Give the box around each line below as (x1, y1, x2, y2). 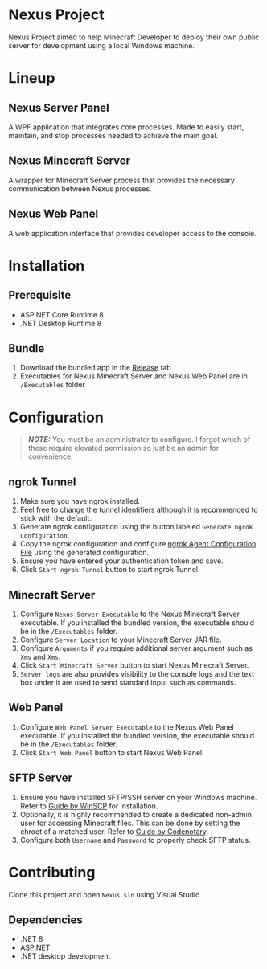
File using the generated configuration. (19, 548, 150, 558)
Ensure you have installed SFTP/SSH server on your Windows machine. (19, 792, 257, 802)
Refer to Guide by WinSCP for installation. (19, 801, 158, 811)
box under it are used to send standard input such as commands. (19, 677, 236, 687)
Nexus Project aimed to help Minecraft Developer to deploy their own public (8, 32, 260, 42)
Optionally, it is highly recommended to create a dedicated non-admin (19, 809, 252, 819)
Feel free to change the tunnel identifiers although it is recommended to (19, 505, 259, 515)
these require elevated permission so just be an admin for (27, 444, 220, 453)
